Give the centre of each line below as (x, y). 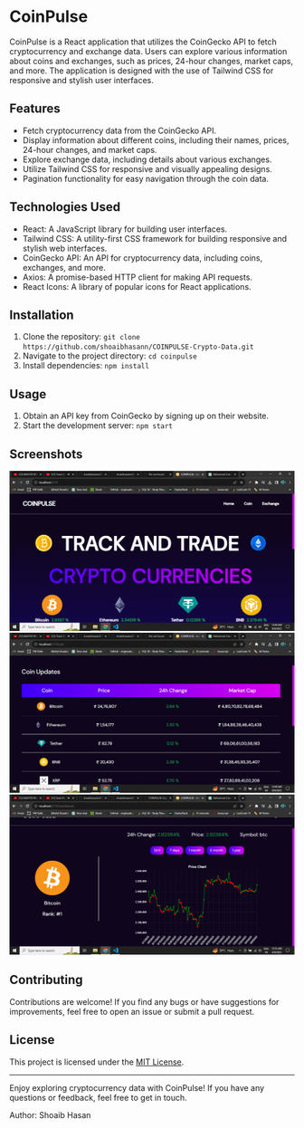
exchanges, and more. (64, 267)
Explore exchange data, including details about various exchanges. (147, 159)
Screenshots (46, 454)
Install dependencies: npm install (85, 366)
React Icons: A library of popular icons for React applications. (137, 286)
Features (35, 109)
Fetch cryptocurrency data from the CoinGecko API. (119, 130)
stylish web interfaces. (65, 248)
